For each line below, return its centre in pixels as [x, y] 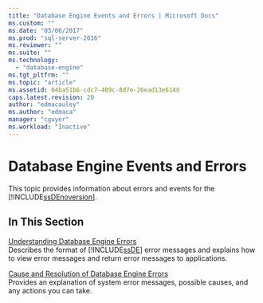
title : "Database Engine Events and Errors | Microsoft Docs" [114, 16]
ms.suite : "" [30, 53]
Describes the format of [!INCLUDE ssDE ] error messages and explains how [132, 250]
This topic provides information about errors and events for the [112, 188]
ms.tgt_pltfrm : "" [39, 75]
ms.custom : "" [32, 23]
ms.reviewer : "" [35, 45]
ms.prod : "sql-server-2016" [55, 38]
